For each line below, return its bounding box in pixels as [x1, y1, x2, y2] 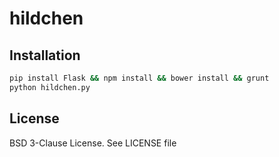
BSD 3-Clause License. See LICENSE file [9, 137, 177, 149]
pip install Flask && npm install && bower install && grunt [9, 73, 270, 83]
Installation [9, 47, 81, 64]
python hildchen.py [9, 82, 91, 92]
